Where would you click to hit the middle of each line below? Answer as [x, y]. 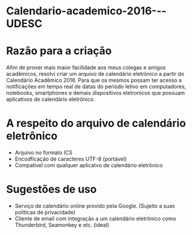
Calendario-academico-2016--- [86, 11]
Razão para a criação [59, 51]
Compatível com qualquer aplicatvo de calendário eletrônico [89, 165]
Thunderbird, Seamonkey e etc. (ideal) [62, 225]
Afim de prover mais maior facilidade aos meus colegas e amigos [86, 67]
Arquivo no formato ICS [43, 153]
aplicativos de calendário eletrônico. [51, 99]
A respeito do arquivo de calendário [96, 123]
